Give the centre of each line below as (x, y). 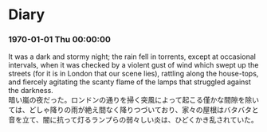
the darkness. (31, 91)
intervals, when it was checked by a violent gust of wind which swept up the (133, 65)
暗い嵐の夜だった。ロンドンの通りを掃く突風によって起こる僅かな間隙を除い (133, 100)
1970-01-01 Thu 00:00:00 (60, 40)
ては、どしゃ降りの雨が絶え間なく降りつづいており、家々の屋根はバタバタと (133, 110)
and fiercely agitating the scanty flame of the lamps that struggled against (130, 82)
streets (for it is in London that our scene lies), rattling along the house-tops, (133, 74)
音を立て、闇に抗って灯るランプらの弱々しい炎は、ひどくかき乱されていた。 (133, 120)
